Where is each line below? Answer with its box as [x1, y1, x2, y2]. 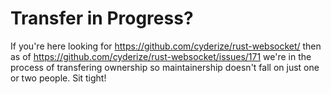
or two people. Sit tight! [10, 72, 107, 84]
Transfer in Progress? [10, 7, 194, 30]
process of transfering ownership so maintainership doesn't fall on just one [10, 61, 320, 73]
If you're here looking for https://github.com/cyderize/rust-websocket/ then [10, 40, 322, 52]
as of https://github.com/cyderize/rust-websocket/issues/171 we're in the [10, 50, 312, 62]
